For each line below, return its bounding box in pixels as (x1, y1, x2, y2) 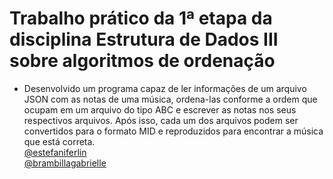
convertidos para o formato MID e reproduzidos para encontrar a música (23, 125, 324, 137)
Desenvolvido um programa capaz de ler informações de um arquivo (23, 82, 307, 94)
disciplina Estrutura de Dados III (9, 28, 279, 51)
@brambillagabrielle (23, 157, 107, 169)
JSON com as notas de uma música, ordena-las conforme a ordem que (23, 93, 318, 105)
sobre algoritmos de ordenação (9, 50, 276, 72)
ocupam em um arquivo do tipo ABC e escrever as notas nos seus (23, 103, 297, 116)
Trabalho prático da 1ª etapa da (9, 7, 273, 30)
